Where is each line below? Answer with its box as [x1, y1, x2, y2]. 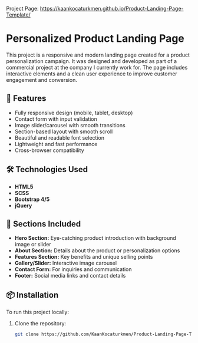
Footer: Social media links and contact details [14, 272, 126, 279]
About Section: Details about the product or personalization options [14, 247, 180, 254]
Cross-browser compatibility [14, 147, 84, 154]
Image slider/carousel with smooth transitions [14, 121, 126, 128]
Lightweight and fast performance [14, 140, 98, 147]
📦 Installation [6, 290, 59, 300]
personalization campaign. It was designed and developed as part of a [6, 57, 177, 64]
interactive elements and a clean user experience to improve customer [6, 70, 178, 77]
